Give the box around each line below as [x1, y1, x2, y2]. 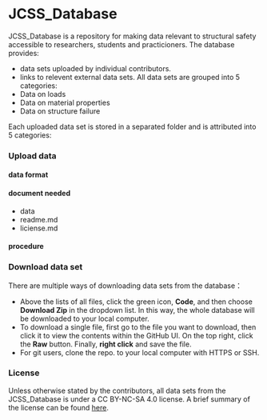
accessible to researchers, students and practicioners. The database [8, 39, 235, 49]
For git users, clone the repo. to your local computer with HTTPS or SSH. [19, 347, 260, 357]
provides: [8, 48, 40, 58]
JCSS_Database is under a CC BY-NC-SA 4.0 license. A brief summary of [8, 394, 250, 404]
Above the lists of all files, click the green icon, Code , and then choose [19, 297, 253, 306]
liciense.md [19, 223, 58, 233]
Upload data [8, 150, 57, 161]
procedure [8, 242, 44, 251]
